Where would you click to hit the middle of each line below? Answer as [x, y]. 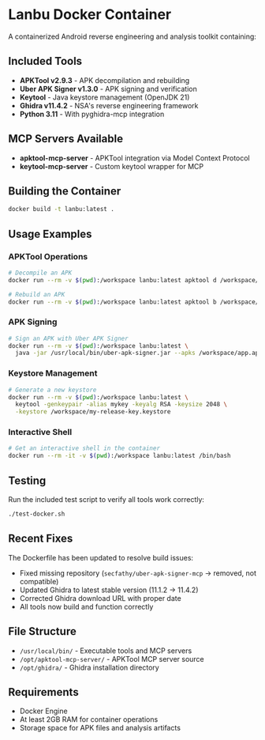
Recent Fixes [41, 539]
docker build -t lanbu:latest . [61, 210]
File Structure [42, 631]
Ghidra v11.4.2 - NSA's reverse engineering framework [109, 105]
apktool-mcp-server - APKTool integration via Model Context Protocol [134, 158]
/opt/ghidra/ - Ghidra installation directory [89, 667]
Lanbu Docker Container [90, 15]
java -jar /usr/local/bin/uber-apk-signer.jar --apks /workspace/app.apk [139, 353]
